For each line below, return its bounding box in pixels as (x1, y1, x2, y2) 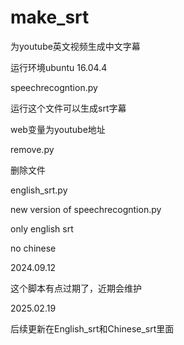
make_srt (10, 6, 90, 29)
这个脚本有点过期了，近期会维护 (10, 282, 142, 294)
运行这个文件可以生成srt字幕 (10, 102, 127, 114)
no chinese (10, 242, 57, 254)
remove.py (10, 143, 55, 155)
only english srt (10, 222, 74, 235)
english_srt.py (10, 184, 68, 196)
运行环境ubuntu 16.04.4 (10, 61, 108, 73)
